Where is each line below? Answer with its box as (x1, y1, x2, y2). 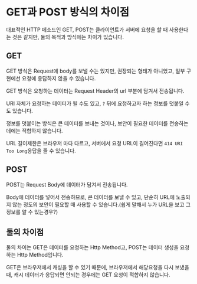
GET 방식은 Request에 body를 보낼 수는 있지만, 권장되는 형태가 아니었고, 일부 (6, 67, 185, 74)
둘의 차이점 (6, 227, 44, 237)
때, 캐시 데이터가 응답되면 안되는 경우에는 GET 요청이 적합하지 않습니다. (6, 271, 170, 278)
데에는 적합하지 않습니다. (6, 127, 63, 134)
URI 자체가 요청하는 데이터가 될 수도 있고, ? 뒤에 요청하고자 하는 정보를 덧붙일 (6, 100, 184, 107)
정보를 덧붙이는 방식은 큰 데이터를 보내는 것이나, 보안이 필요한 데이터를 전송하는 (6, 119, 189, 127)
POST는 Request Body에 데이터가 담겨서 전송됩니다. (6, 181, 128, 188)
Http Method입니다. (17, 252, 64, 259)
